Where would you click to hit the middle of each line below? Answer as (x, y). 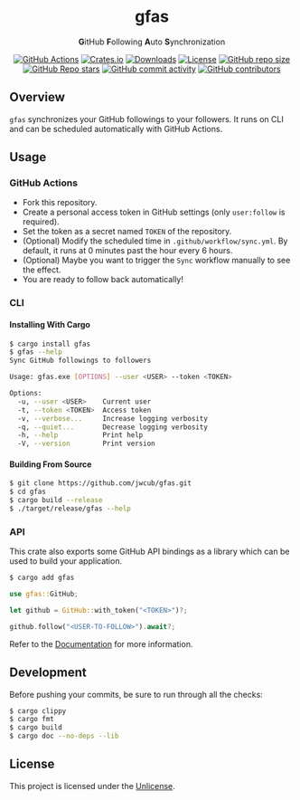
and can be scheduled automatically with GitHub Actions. (116, 129)
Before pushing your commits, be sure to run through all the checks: (136, 694)
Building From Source (51, 464)
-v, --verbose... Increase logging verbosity (112, 418)
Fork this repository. (60, 203)
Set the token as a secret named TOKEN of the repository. (127, 232)
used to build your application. (66, 561)
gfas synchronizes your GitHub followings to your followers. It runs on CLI (147, 119)
